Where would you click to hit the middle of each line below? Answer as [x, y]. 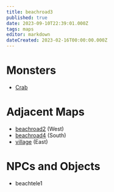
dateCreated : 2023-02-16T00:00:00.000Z [57, 40]
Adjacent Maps [45, 112]
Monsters [31, 70]
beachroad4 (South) [41, 135]
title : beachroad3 [30, 12]
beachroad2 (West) [39, 129]
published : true [27, 18]
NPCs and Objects [53, 167]
